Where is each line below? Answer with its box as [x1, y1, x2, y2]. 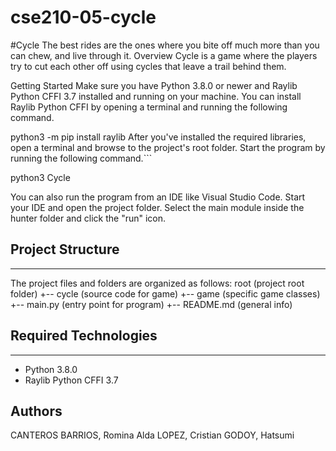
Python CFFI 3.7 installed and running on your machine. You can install [10, 90, 302, 102]
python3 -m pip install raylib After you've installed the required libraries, [10, 131, 307, 143]
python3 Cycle [10, 171, 71, 183]
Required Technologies [10, 327, 158, 345]
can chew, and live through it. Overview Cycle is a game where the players [10, 49, 318, 61]
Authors [10, 402, 63, 420]
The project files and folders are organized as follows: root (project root [10, 277, 305, 289]
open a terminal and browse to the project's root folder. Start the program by [10, 141, 326, 153]
